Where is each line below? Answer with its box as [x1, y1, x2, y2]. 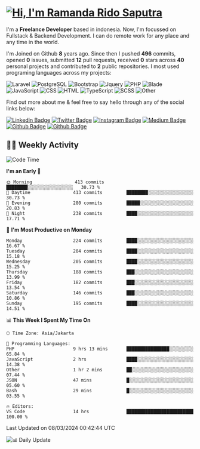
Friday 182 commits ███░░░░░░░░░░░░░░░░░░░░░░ [6, 279, 194, 285]
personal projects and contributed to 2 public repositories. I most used [6, 63, 180, 70]
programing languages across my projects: [6, 69, 112, 76]
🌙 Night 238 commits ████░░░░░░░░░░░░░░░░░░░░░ [6, 210, 194, 216]
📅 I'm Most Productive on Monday [6, 226, 93, 233]
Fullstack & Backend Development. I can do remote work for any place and [6, 32, 190, 39]
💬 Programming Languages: [6, 340, 70, 346]
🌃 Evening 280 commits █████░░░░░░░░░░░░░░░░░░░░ [6, 200, 194, 206]
